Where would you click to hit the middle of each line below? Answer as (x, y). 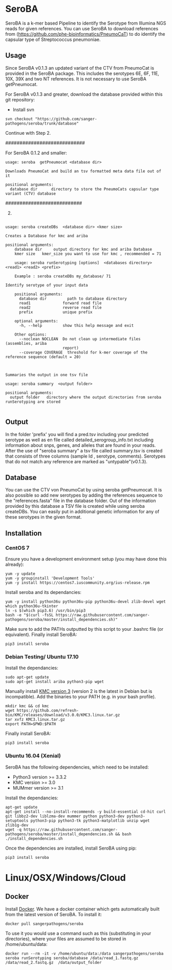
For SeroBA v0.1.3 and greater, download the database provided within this (84, 94)
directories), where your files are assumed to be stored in (66, 939)
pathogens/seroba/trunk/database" (42, 123)
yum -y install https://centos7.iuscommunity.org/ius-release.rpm (78, 583)
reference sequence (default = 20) (43, 357)
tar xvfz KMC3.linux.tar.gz (35, 720)
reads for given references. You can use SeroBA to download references (82, 28)
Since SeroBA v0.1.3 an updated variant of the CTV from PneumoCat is (80, 68)
